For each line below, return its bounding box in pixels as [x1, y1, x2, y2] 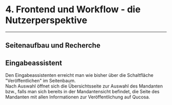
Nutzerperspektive [5, 14, 88, 26]
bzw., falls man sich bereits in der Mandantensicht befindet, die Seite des [5, 89, 160, 95]
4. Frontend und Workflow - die [5, 4, 141, 15]
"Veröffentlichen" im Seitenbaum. [5, 78, 76, 84]
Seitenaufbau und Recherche [5, 41, 101, 50]
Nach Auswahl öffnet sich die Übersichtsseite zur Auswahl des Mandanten [5, 83, 163, 89]
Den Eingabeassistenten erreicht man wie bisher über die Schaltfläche [5, 72, 154, 78]
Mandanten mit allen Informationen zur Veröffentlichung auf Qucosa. [5, 94, 150, 100]
